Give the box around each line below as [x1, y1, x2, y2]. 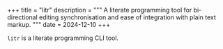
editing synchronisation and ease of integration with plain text [38, 13, 216, 21]
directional [7, 13, 38, 21]
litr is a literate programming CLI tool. [7, 34, 119, 42]
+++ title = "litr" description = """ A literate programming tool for [7, 6, 192, 14]
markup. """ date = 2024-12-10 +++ [7, 21, 110, 28]
